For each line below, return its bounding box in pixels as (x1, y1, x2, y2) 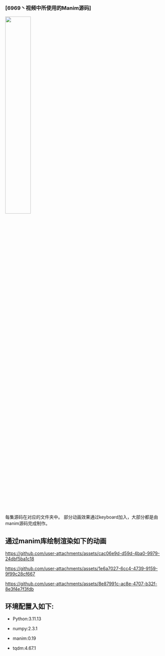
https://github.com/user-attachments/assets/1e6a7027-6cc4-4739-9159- (5, 566, 158, 572)
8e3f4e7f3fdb (5, 586, 34, 592)
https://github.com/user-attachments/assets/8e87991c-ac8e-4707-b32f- (5, 581, 157, 587)
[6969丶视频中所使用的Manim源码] (5, 4, 92, 11)
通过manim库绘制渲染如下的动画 (5, 537, 107, 545)
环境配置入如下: (5, 602, 54, 611)
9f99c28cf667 (5, 571, 35, 577)
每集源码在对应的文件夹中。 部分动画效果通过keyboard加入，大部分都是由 (5, 514, 158, 520)
